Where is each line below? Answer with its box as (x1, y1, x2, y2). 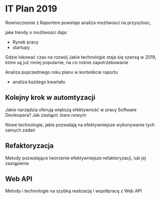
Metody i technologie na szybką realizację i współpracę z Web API (5, 188, 142, 194)
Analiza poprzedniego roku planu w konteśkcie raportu (5, 69, 118, 75)
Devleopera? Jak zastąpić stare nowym (5, 112, 86, 118)
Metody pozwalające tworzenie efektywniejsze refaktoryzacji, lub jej (5, 155, 146, 161)
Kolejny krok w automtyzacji (5, 93, 96, 102)
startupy (12, 44, 30, 50)
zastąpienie (5, 160, 29, 166)
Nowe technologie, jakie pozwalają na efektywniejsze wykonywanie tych (5, 121, 155, 128)
